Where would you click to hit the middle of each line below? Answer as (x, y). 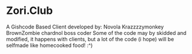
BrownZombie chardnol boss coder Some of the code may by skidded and (96, 33)
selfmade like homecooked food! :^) (49, 45)
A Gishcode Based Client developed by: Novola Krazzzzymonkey (85, 27)
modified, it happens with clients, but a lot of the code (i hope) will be (90, 39)
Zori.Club (29, 11)
